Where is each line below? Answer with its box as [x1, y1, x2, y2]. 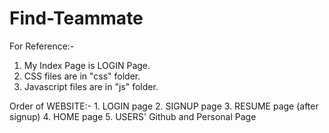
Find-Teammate [9, 7, 144, 30]
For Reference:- [9, 40, 75, 52]
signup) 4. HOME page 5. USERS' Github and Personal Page [9, 110, 257, 122]
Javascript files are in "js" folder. [23, 80, 159, 92]
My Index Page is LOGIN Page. [23, 59, 151, 71]
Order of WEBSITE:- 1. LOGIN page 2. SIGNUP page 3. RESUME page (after [9, 100, 319, 112]
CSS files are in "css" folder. [23, 70, 141, 82]
